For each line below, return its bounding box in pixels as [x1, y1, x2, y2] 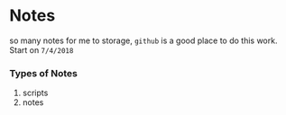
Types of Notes [9, 66, 78, 79]
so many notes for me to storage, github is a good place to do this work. [9, 35, 278, 46]
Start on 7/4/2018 [9, 44, 74, 55]
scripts [22, 87, 49, 99]
